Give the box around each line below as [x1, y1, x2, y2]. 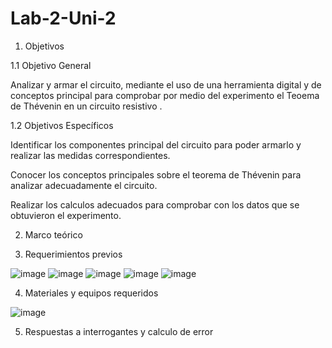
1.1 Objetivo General [10, 59, 92, 71]
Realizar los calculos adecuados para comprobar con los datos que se [10, 198, 300, 211]
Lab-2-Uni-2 [10, 7, 117, 30]
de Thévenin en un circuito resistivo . [10, 100, 163, 112]
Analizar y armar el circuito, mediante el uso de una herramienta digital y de [10, 78, 322, 91]
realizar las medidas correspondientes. [10, 149, 171, 161]
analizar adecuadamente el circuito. [10, 179, 158, 191]
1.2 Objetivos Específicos [10, 119, 114, 131]
